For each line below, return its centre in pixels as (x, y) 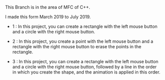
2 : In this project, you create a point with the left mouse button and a (83, 41)
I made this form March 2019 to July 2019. (48, 17)
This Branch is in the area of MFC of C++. (48, 7)
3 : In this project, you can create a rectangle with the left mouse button (85, 61)
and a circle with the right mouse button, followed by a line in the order (84, 67)
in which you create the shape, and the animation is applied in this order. (86, 72)
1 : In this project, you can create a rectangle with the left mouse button (85, 26)
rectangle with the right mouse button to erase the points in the (77, 46)
